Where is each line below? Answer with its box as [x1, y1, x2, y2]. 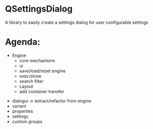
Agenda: [5, 36, 40, 48]
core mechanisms [19, 57, 55, 64]
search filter [19, 78, 44, 84]
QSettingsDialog [5, 3, 73, 15]
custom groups [12, 118, 43, 124]
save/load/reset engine [19, 68, 66, 74]
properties [12, 108, 33, 114]
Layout [19, 83, 34, 89]
